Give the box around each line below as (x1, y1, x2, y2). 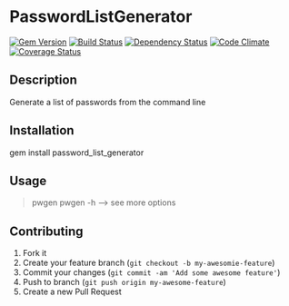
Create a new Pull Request (22, 286, 123, 297)
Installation (9, 123, 75, 138)
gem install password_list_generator (9, 147, 144, 158)
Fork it (22, 248, 47, 259)
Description (9, 73, 77, 88)
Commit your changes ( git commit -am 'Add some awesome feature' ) (22, 267, 281, 278)
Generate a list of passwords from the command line (9, 96, 206, 107)
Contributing (9, 223, 84, 239)
